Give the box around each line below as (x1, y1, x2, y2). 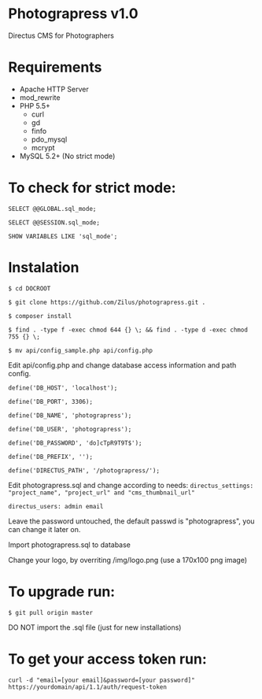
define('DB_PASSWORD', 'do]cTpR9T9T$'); (8, 438, 143, 447)
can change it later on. (8, 524, 81, 534)
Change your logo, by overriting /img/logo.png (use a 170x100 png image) (8, 555, 248, 564)
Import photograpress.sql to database (8, 540, 131, 549)
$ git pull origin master (8, 608, 93, 616)
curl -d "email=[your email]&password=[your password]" (8, 676, 195, 684)
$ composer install (8, 312, 72, 320)
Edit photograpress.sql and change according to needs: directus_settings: (8, 480, 254, 490)
